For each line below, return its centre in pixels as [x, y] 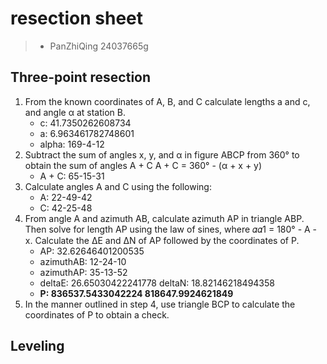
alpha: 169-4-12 [72, 144]
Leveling [37, 346]
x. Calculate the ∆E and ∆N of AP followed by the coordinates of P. [162, 240]
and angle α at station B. [75, 112]
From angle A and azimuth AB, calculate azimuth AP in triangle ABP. [164, 218]
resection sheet [77, 18]
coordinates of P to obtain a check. [97, 314]
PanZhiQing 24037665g [99, 46]
